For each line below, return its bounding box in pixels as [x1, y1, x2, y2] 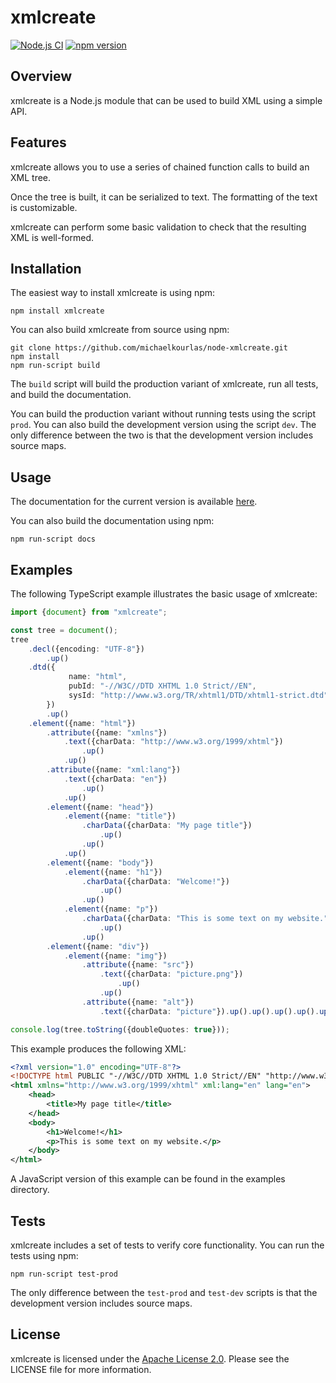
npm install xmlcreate [10, 306, 105, 316]
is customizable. [10, 201, 78, 213]
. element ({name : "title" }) [63, 811, 177, 821]
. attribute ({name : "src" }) [81, 960, 195, 970]
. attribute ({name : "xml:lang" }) [46, 765, 182, 775]
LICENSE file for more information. [10, 1363, 152, 1375]
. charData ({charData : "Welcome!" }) [81, 876, 230, 886]
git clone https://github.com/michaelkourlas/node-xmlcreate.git [10, 343, 288, 353]
